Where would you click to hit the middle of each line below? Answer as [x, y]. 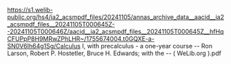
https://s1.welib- [30, 10]
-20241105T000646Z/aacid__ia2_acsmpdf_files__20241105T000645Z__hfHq [115, 31]
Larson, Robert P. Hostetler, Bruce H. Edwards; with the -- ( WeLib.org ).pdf [114, 53]
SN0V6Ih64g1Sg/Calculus [44, 46]
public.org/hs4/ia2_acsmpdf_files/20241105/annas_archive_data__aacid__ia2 [116, 17]
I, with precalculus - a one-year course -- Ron [147, 46]
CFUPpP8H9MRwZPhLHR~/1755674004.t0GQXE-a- [81, 39]
